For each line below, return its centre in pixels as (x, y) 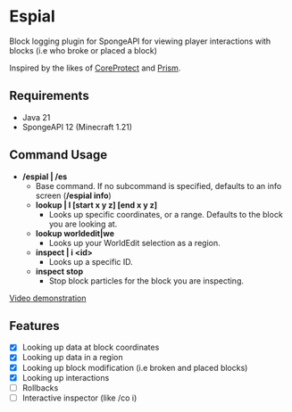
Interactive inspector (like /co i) (79, 398)
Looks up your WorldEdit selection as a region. (134, 243)
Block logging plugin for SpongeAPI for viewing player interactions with (140, 41)
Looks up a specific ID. (91, 261)
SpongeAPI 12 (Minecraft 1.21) (77, 127)
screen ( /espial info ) (73, 195)
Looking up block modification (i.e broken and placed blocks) (135, 367)
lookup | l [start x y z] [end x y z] (96, 205)
